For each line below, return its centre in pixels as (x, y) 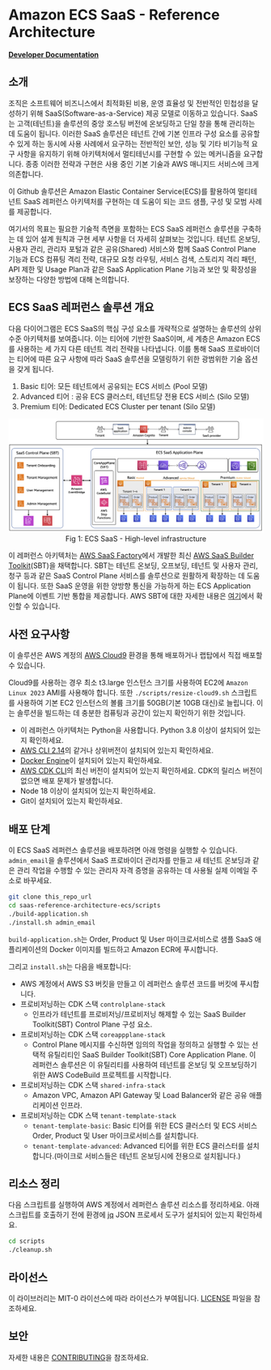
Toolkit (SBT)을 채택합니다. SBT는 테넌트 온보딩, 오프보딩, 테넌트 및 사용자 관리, (133, 565)
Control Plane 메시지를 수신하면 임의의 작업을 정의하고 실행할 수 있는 (141, 1044)
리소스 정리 (34, 1183)
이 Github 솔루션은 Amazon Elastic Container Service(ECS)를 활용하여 (122, 191)
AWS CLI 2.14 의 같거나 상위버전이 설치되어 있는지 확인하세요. (117, 750)
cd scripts (27, 1241)
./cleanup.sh (30, 1250)
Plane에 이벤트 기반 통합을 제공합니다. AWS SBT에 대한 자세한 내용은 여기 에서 (131, 596)
